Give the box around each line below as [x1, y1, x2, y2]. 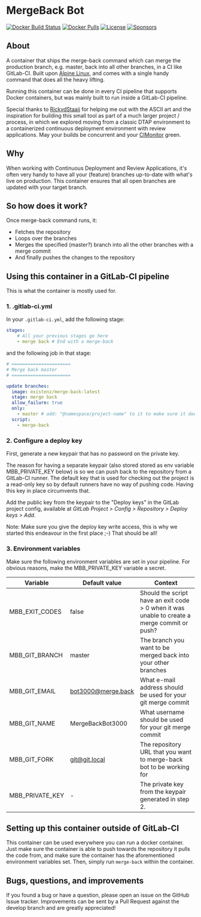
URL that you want [139, 748, 192, 756]
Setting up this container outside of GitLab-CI [6, 823, 179, 833]
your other [139, 658, 169, 667]
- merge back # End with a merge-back [17, 338, 114, 345]
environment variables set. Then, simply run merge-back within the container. [6, 858, 194, 865]
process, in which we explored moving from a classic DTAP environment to [6, 118, 191, 125]
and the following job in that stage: [6, 349, 92, 357]
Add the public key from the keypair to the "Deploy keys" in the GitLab [6, 499, 179, 506]
